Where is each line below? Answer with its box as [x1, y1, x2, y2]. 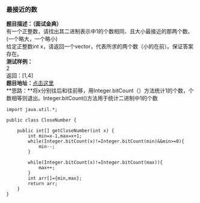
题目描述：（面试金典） [6, 20, 62, 28]
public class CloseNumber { [6, 117, 77, 123]
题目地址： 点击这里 [6, 80, 54, 87]
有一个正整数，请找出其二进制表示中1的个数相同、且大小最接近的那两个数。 [6, 28, 193, 35]
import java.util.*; [6, 107, 58, 113]
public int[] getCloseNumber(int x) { [17, 128, 114, 134]
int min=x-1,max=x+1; [28, 133, 83, 140]
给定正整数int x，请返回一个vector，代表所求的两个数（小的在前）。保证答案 [6, 43, 194, 50]
